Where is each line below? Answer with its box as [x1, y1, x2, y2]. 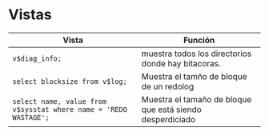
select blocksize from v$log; [12, 77, 128, 85]
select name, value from [12, 97, 107, 105]
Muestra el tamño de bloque [141, 70, 247, 81]
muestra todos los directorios [141, 48, 252, 59]
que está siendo [141, 104, 202, 115]
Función [183, 34, 215, 46]
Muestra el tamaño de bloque [141, 93, 252, 105]
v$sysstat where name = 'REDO [12, 105, 128, 113]
